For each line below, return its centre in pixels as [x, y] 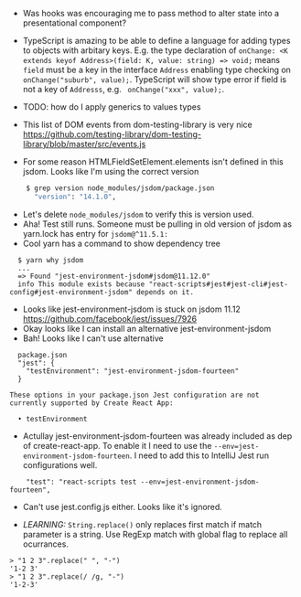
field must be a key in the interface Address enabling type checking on [156, 69]
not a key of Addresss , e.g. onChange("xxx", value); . [124, 89]
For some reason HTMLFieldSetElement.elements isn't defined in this [153, 162]
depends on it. [165, 292]
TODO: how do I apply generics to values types [112, 107]
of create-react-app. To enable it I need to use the [117, 445]
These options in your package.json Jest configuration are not [134, 395]
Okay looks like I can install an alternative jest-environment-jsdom [147, 328]
